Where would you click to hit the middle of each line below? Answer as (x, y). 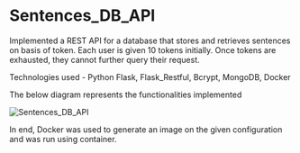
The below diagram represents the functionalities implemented (126, 94)
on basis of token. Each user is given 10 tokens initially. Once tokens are (143, 49)
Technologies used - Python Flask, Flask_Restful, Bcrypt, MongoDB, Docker (150, 76)
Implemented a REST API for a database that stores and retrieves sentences (150, 40)
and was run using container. (63, 139)
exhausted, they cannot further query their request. (105, 59)
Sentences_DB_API (82, 16)
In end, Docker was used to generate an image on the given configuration (146, 129)
